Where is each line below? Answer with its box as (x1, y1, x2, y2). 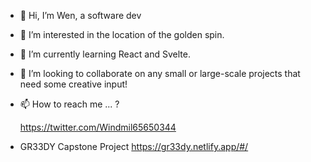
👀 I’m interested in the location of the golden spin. (19, 29, 225, 40)
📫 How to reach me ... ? (19, 98, 120, 110)
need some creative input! (19, 78, 128, 90)
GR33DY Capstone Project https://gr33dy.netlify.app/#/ (19, 141, 249, 152)
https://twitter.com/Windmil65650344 (19, 121, 177, 133)
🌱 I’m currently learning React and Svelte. (19, 48, 191, 60)
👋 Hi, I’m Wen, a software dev (19, 10, 142, 21)
